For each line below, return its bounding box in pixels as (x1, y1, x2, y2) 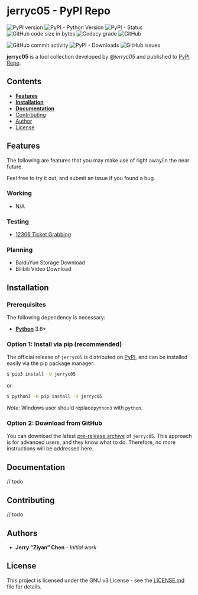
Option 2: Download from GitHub (7, 419, 103, 427)
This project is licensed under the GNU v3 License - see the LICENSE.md (7, 577, 185, 584)
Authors (7, 528, 38, 538)
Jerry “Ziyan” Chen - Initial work (15, 543, 97, 551)
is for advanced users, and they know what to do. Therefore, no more (7, 439, 176, 446)
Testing (7, 217, 29, 226)
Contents (7, 76, 42, 87)
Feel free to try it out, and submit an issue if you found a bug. (7, 174, 155, 181)
